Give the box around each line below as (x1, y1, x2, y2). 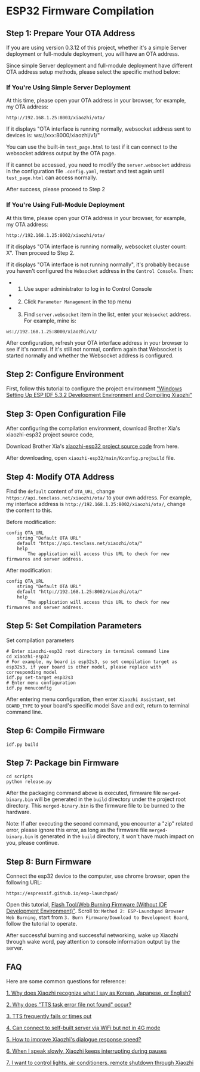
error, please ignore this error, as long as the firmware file (6, 826, 148, 834)
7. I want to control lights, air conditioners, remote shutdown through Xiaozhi (6, 1059, 194, 1067)
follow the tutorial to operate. (6, 920, 78, 928)
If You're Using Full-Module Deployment (6, 201, 125, 209)
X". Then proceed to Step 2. (6, 249, 75, 256)
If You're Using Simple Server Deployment (6, 83, 131, 91)
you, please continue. (6, 839, 60, 847)
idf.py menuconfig (6, 685, 52, 691)
